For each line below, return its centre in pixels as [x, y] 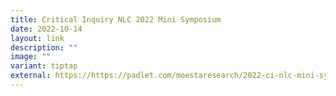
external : [31, 76]
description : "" [44, 47]
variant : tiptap [44, 66]
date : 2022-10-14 [46, 29]
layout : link [37, 38]
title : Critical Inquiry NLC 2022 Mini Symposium [116, 19]
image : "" [31, 57]
